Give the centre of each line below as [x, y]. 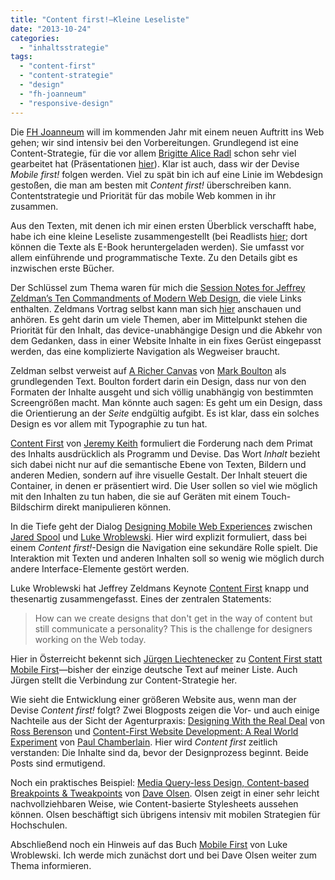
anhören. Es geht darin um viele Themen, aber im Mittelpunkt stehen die [159, 319]
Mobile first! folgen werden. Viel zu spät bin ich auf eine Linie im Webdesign [166, 174]
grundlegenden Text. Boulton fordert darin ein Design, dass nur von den [158, 381]
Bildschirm [32, 507]
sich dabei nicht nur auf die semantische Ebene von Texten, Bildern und [158, 464]
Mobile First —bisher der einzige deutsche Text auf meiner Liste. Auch [154, 669]
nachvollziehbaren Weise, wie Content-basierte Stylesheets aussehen [154, 803]
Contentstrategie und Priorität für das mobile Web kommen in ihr [143, 195]
